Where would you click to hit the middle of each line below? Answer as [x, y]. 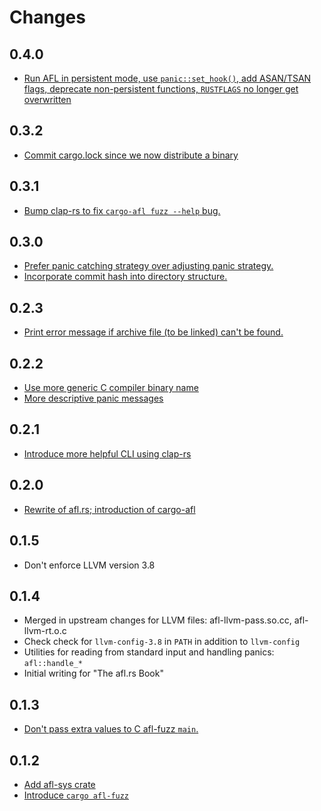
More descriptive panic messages [93, 398]
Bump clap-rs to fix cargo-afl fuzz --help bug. [122, 210]
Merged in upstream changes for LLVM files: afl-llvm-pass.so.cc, [157, 620]
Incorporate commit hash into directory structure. [125, 277]
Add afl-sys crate [59, 784]
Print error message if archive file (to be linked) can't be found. [153, 332]
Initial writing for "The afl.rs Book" [93, 673]
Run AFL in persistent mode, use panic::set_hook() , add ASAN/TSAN [167, 78]
